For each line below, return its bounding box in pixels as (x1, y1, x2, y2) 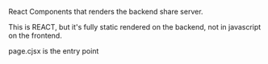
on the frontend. (8, 31, 62, 40)
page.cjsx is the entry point (8, 46, 99, 55)
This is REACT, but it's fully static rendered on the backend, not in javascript (8, 22, 262, 31)
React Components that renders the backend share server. (8, 7, 203, 16)
